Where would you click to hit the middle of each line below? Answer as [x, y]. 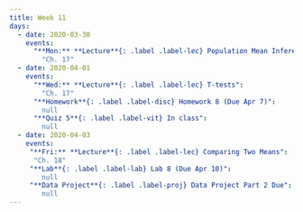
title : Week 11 [38, 18]
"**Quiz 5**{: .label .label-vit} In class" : [120, 118]
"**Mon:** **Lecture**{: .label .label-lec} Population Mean [151, 51]
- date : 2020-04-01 [54, 69]
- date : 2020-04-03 [54, 135]
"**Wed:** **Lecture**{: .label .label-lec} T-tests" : [138, 85]
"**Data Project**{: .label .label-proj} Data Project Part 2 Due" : [161, 186]
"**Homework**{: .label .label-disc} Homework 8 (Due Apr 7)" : [155, 101]
